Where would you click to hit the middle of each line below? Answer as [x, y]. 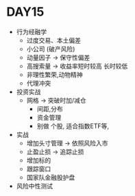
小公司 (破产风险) [51, 49]
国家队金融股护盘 [51, 177]
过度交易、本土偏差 [54, 40]
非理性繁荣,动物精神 [54, 74]
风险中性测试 [34, 186]
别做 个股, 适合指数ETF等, [73, 126]
